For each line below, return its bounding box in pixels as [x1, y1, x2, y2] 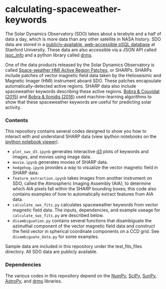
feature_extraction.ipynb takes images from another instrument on [12, 175, 153, 181]
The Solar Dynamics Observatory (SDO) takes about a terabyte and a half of [5, 31, 162, 37]
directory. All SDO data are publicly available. [5, 249, 98, 255]
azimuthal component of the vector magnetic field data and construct [12, 223, 156, 229]
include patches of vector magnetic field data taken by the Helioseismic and [5, 72, 162, 78]
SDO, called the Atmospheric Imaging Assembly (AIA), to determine [12, 180, 151, 186]
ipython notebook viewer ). [5, 139, 59, 145]
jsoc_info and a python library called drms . [5, 52, 93, 58]
